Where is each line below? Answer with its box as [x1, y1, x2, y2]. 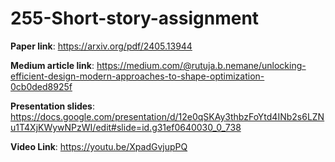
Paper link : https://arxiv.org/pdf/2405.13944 [10, 40, 193, 52]
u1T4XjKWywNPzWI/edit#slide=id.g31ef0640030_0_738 [10, 121, 242, 133]
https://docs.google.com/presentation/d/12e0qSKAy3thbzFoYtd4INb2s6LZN [10, 110, 325, 122]
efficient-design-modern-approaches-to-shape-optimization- [10, 70, 265, 82]
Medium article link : [10, 59, 95, 71]
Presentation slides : [10, 100, 96, 112]
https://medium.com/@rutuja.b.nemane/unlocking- [96, 59, 307, 71]
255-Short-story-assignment [10, 7, 260, 30]
